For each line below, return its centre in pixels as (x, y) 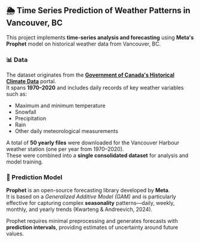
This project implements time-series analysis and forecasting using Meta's (100, 37)
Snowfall (26, 112)
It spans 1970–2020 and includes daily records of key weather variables (95, 88)
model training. (25, 162)
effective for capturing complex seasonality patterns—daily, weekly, (90, 203)
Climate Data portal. (31, 81)
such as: (17, 94)
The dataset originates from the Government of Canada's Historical (90, 75)
